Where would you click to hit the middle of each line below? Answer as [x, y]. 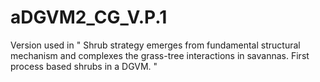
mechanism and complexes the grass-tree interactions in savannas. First [160, 55]
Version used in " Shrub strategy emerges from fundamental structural [155, 45]
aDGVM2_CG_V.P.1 [89, 17]
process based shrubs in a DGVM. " [84, 66]
